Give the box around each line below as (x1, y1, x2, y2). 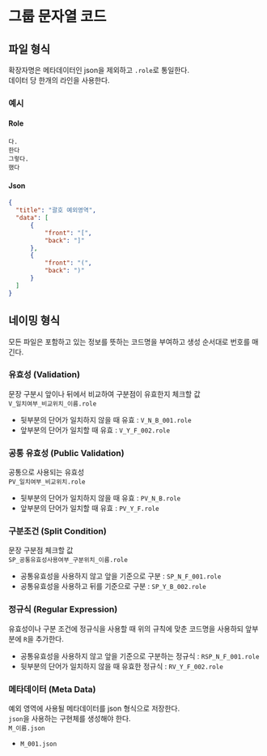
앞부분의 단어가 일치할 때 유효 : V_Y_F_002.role (19, 425, 171, 435)
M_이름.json (8, 724, 45, 732)
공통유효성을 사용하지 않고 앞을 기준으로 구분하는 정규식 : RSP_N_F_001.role (19, 651, 260, 661)
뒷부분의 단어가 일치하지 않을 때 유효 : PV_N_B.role (19, 493, 181, 503)
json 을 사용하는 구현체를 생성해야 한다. (8, 714, 131, 723)
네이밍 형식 (8, 314, 61, 328)
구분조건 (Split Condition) (8, 526, 107, 537)
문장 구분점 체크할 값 (8, 545, 74, 556)
